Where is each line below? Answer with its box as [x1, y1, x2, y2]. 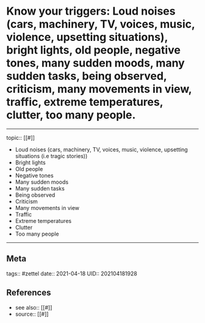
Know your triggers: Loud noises [6, 4, 176, 18]
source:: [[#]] [15, 310, 49, 318]
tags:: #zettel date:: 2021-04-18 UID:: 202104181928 [6, 270, 137, 277]
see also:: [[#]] [15, 303, 52, 311]
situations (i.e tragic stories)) [15, 152, 88, 159]
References [6, 288, 51, 298]
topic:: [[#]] [6, 134, 35, 141]
